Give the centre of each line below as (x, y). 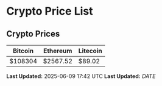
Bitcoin (23, 51)
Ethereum (58, 51)
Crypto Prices (33, 34)
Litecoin (90, 51)
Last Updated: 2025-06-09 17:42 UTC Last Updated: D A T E (81, 76)
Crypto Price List (50, 11)
